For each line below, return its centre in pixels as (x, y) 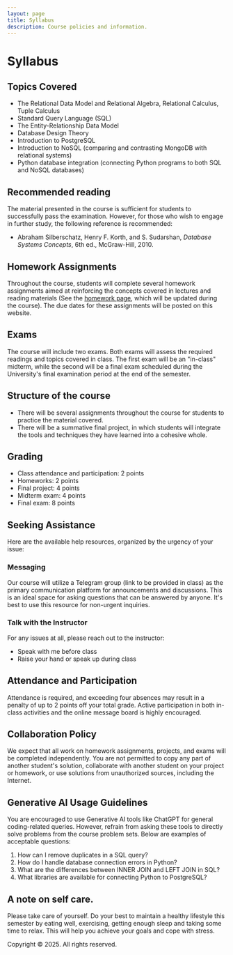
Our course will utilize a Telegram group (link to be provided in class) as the (115, 582)
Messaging (27, 567)
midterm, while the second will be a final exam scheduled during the (105, 366)
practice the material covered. (60, 420)
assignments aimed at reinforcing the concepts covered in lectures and (109, 291)
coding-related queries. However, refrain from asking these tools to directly (115, 827)
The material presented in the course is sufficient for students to (99, 209)
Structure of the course (59, 396)
